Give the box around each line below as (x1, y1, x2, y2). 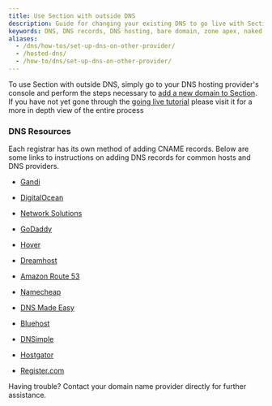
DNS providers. (8, 162, 59, 171)
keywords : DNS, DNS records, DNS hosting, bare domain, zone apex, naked (8, 27, 263, 35)
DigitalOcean (19, 192, 64, 203)
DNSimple (19, 335, 54, 344)
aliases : (8, 34, 38, 43)
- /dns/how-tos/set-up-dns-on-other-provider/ (15, 42, 176, 50)
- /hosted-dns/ (15, 50, 67, 58)
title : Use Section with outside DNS (8, 11, 136, 20)
